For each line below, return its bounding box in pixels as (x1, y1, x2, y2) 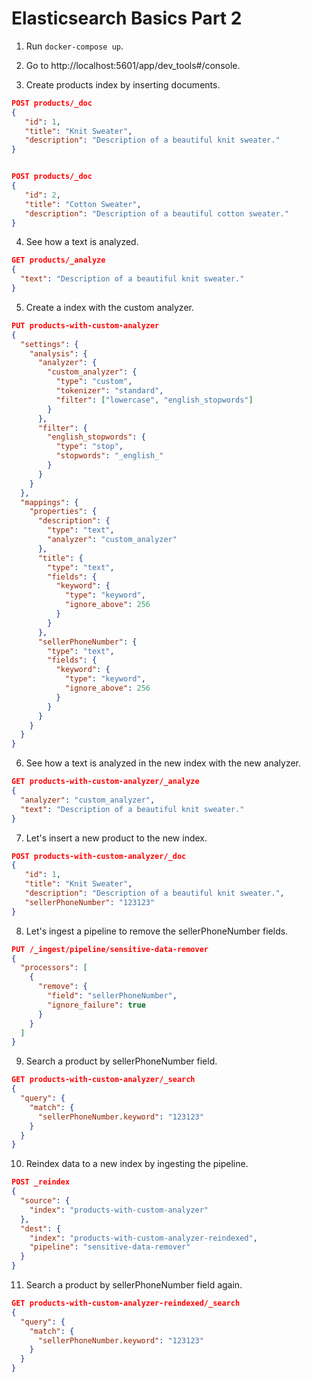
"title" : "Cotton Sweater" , (24, 199, 142, 209)
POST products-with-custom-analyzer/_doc (11, 851, 187, 861)
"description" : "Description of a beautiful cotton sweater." (24, 208, 289, 219)
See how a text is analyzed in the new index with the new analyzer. (25, 757, 302, 769)
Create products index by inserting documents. (25, 78, 221, 91)
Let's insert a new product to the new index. (25, 832, 208, 844)
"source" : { (20, 1196, 71, 1206)
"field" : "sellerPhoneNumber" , (47, 991, 178, 1001)
